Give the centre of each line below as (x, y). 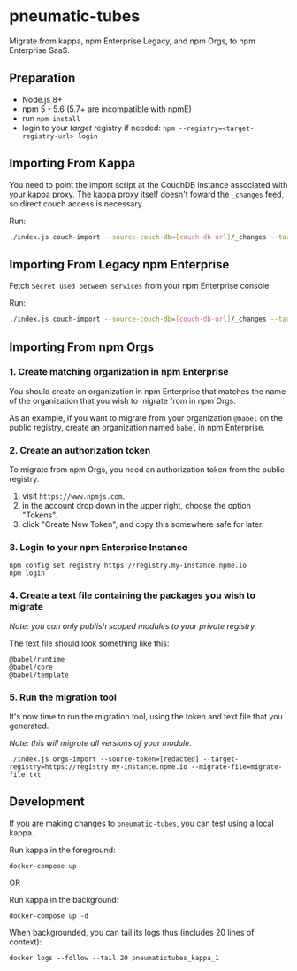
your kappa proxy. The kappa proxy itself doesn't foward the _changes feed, (147, 194)
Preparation (42, 78)
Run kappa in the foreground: (63, 850)
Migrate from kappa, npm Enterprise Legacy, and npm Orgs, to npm (133, 41)
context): (26, 942)
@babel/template (39, 675)
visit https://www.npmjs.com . (73, 496)
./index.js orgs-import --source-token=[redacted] (104, 759)
